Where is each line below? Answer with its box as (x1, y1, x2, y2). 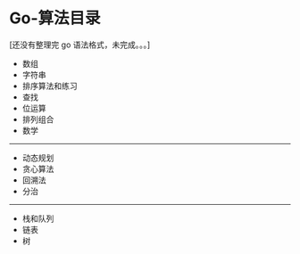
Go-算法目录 (9, 8, 101, 29)
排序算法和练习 (21, 80, 78, 91)
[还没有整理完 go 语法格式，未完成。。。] (9, 39, 151, 50)
